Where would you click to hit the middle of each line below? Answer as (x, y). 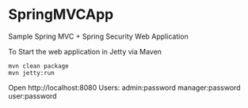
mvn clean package (38, 66)
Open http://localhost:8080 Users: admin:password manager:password (124, 88)
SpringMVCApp (61, 15)
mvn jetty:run (32, 73)
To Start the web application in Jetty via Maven (85, 51)
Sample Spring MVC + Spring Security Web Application (98, 36)
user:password (32, 95)
